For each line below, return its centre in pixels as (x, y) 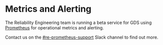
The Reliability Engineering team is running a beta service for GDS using (79, 22)
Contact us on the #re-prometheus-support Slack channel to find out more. (82, 37)
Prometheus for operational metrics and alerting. (55, 27)
